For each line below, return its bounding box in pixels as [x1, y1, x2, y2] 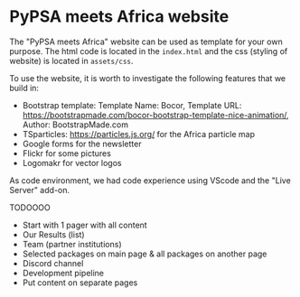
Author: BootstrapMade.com [22, 119, 129, 130]
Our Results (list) [22, 228, 85, 240]
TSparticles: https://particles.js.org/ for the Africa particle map [22, 128, 256, 139]
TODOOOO [9, 201, 52, 213]
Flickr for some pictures [22, 147, 111, 159]
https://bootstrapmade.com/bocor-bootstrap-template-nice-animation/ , [22, 109, 289, 120]
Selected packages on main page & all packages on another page [22, 248, 267, 259]
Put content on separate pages [22, 277, 138, 288]
